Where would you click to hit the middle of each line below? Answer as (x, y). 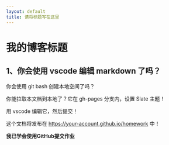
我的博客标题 (37, 48)
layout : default (26, 11)
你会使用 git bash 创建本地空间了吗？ (51, 86)
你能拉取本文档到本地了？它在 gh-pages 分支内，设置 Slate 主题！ (86, 99)
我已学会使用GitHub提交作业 (40, 136)
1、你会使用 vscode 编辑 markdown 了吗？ (83, 71)
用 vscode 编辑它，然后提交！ (42, 111)
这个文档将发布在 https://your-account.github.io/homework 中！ (83, 123)
